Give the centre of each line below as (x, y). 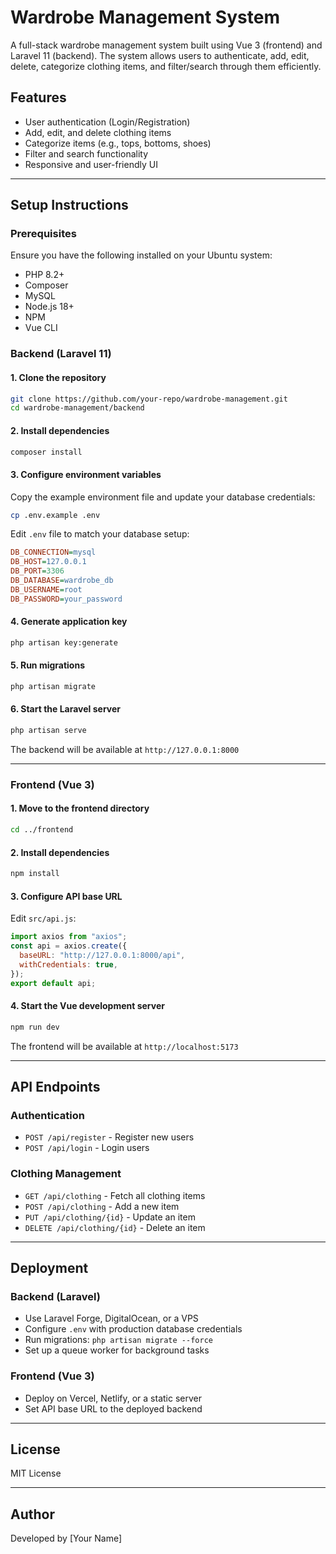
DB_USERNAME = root (46, 589)
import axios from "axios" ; (69, 937)
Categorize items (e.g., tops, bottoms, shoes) (118, 143)
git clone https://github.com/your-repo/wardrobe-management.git (149, 399)
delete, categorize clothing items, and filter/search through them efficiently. (166, 66)
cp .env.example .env (55, 515)
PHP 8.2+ (44, 275)
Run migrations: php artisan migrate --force (118, 1340)
